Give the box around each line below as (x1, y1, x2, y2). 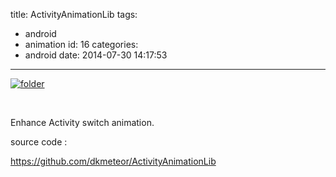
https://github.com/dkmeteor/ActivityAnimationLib (10, 155, 217, 167)
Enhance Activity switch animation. (10, 117, 155, 128)
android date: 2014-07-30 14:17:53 (24, 49, 168, 61)
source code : (10, 136, 68, 148)
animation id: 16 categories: (24, 39, 139, 50)
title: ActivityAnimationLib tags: (10, 9, 138, 20)
